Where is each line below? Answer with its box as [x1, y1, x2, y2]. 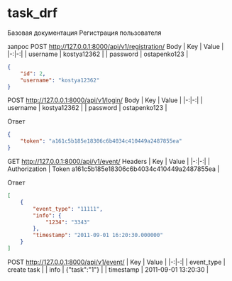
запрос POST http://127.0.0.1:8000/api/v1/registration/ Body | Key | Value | [7, 42, 224, 50]
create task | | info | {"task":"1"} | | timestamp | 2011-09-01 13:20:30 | [7, 265, 209, 274]
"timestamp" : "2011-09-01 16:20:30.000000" [33, 232, 163, 239]
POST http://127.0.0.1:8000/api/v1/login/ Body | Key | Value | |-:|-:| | [7, 96, 204, 104]
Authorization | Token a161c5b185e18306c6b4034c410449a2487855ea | [7, 165, 220, 173]
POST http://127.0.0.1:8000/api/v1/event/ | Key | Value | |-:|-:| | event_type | [7, 258, 226, 266]
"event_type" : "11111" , [33, 205, 103, 212]
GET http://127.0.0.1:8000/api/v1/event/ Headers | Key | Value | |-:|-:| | [7, 158, 211, 166]
